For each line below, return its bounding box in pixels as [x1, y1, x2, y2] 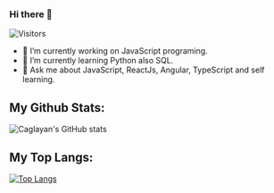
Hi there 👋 [9, 8, 54, 21]
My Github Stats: [9, 100, 105, 115]
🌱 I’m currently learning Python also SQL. [21, 55, 174, 66]
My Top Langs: [9, 149, 94, 164]
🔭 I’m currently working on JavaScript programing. [21, 46, 208, 56]
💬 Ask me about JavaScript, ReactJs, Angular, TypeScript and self [21, 64, 265, 75]
